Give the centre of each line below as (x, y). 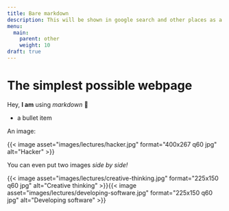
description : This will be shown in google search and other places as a (115, 20)
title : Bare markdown (38, 13)
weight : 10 (35, 45)
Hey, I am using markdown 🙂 (48, 104)
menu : (15, 26)
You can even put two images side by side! (68, 164)
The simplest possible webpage (100, 86)
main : (21, 33)
